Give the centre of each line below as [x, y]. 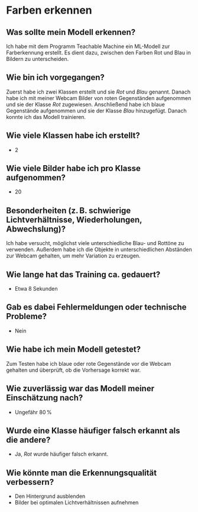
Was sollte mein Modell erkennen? [71, 32]
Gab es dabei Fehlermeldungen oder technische [97, 307]
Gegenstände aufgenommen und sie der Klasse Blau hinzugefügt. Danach [97, 111]
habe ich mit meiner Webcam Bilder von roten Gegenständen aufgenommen [99, 98]
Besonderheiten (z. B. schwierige [69, 210]
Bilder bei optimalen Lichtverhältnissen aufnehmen [77, 503]
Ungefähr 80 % [33, 412]
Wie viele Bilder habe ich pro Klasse [73, 168]
